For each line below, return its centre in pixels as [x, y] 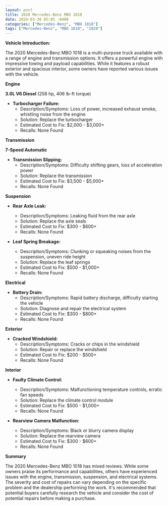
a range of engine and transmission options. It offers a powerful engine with [84, 58]
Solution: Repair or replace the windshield [63, 350]
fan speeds [32, 395]
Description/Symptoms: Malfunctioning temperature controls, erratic [91, 389]
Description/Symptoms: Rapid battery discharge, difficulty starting [89, 298]
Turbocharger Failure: [36, 103]
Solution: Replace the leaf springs [55, 262]
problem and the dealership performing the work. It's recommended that [81, 488]
